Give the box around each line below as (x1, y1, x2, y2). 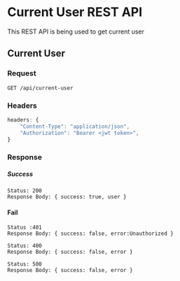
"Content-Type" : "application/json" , (20, 123, 130, 130)
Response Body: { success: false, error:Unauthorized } (7, 230, 174, 237)
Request (7, 69, 36, 78)
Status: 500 (7, 260, 42, 268)
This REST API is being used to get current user (7, 27, 145, 36)
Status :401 (7, 224, 42, 231)
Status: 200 (7, 187, 42, 194)
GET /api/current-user (7, 85, 74, 92)
